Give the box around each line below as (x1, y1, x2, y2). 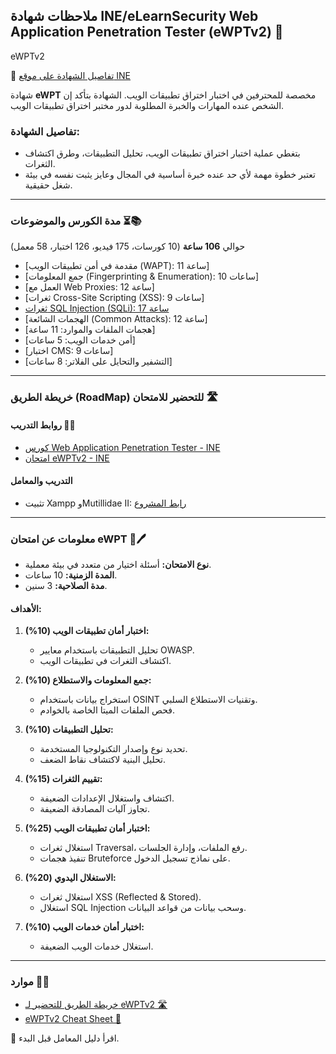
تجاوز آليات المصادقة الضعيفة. (39, 803, 150, 815)
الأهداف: (10, 602, 42, 614)
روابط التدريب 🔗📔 (10, 419, 76, 431)
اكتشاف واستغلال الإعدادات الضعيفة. (39, 792, 175, 804)
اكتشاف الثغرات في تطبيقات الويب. (39, 655, 172, 667)
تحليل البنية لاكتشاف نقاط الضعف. (39, 754, 166, 766)
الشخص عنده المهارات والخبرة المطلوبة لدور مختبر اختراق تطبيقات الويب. (10, 99, 285, 111)
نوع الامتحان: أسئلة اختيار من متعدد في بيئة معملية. (24, 559, 212, 571)
